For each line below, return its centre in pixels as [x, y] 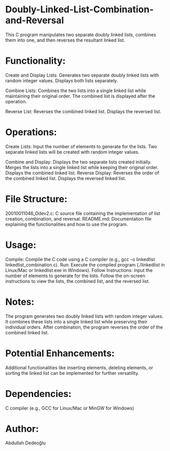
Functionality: [35, 61]
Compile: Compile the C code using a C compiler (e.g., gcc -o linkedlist [80, 259]
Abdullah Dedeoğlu [26, 443]
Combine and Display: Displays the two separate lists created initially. [79, 162]
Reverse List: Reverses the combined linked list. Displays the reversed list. [83, 111]
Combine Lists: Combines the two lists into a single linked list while [76, 91]
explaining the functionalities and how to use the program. [67, 224]
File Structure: [36, 199]
